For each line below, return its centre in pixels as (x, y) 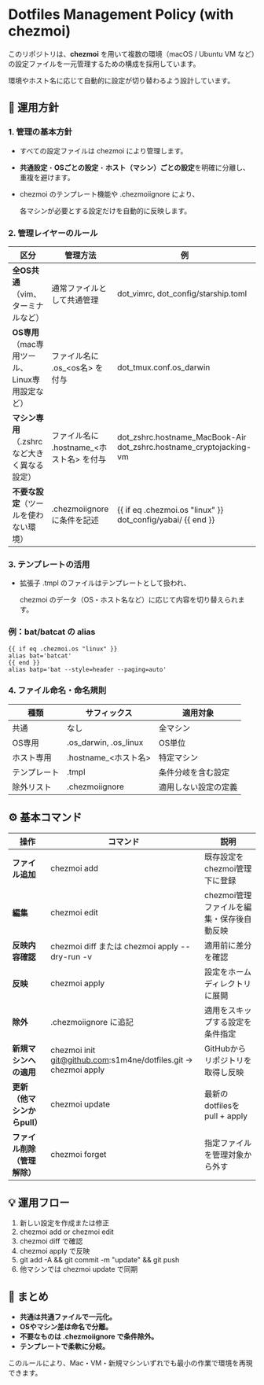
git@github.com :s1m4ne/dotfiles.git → (122, 1059)
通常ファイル (75, 288)
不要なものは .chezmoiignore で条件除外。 (89, 1337)
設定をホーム (228, 971)
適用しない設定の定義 (198, 786)
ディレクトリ (227, 983)
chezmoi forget (79, 1154)
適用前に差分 (228, 945)
